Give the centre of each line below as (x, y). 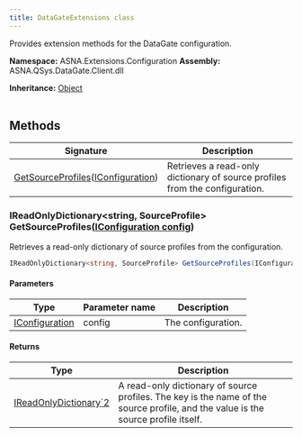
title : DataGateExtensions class (72, 18)
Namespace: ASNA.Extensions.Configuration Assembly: (115, 60)
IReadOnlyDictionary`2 (62, 403)
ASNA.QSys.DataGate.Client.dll (67, 70)
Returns (25, 347)
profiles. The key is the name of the (193, 397)
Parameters (31, 284)
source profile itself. (160, 420)
